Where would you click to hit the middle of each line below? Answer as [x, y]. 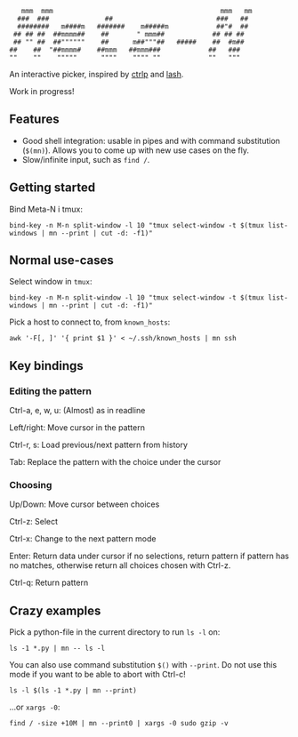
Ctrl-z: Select [34, 522]
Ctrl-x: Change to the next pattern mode [83, 539]
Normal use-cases [61, 260]
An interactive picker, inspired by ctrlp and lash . [97, 74]
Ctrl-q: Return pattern [49, 583]
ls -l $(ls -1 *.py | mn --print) [73, 691]
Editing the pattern [50, 391]
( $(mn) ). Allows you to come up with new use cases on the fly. [136, 150]
